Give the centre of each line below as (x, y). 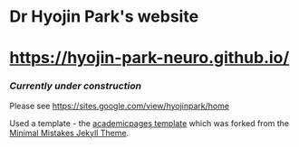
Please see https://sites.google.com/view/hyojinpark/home (119, 106)
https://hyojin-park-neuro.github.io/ (149, 58)
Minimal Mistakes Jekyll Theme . (69, 133)
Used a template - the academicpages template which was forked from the (149, 123)
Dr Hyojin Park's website (104, 17)
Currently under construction (76, 86)
